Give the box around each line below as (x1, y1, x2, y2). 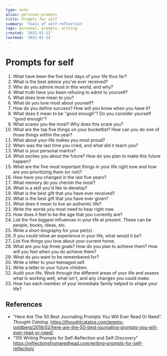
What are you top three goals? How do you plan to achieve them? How (12, 243, 158, 249)
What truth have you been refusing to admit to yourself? (12, 89, 128, 95)
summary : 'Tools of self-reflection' (5, 21, 84, 26)
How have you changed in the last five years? (12, 174, 107, 180)
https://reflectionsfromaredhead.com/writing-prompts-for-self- (12, 340, 143, 346)
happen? (12, 158, 31, 164)
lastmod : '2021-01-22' (5, 35, 53, 40)
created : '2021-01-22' (5, 30, 53, 35)
